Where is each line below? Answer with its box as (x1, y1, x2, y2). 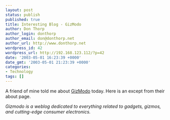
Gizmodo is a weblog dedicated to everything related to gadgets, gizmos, (5, 103, 161, 109)
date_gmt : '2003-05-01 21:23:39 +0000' (5, 60, 91, 65)
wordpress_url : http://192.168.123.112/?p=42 (5, 50, 104, 55)
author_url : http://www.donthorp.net (5, 41, 86, 46)
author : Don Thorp (5, 27, 45, 32)
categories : (5, 64, 31, 69)
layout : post (5, 7, 33, 13)
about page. (5, 93, 31, 100)
